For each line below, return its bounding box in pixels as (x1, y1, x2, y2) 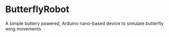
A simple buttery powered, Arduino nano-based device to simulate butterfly (5, 20, 164, 26)
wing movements (5, 25, 42, 31)
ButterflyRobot (5, 4, 70, 15)
